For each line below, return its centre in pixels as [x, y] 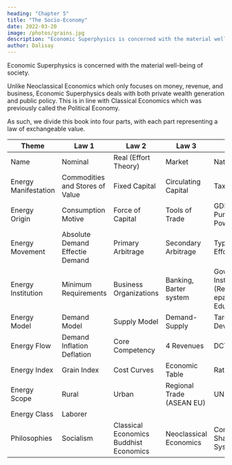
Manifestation [33, 190]
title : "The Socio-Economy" [48, 20]
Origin [21, 219]
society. [18, 73]
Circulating [183, 182]
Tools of [178, 210]
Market [177, 162]
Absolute [76, 234]
